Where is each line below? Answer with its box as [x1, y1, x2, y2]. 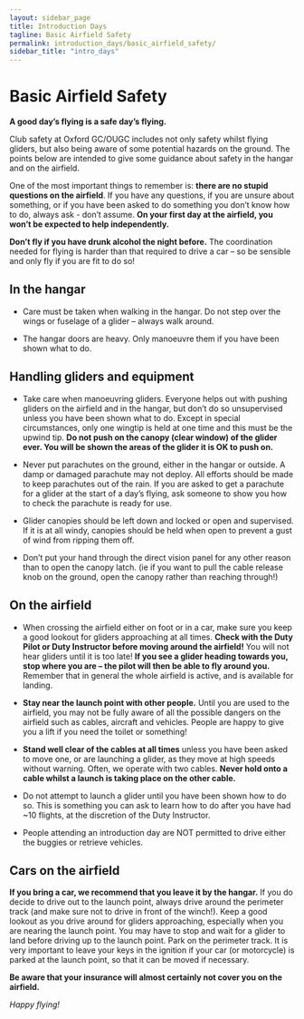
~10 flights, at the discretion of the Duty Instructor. [22, 809, 211, 820]
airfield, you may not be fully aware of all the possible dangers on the [22, 707, 281, 718]
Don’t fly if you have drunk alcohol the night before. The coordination [9, 237, 273, 248]
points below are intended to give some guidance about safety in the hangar [9, 153, 294, 164]
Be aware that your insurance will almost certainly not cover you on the [9, 972, 282, 983]
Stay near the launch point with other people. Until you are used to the [22, 697, 290, 708]
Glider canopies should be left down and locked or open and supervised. [22, 514, 294, 526]
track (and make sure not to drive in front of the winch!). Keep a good [9, 906, 268, 917]
